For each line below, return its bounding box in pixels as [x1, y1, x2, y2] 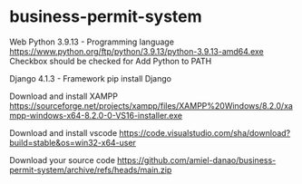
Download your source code [9, 154, 116, 165]
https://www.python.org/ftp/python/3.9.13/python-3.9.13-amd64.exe [9, 45, 265, 56]
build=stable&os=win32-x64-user [9, 137, 136, 148]
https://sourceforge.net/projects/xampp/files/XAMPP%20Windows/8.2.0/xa [9, 100, 293, 111]
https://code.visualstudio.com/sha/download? [119, 127, 291, 138]
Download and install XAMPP [9, 91, 118, 102]
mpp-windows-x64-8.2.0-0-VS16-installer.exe [9, 110, 183, 121]
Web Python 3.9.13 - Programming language [9, 36, 175, 47]
